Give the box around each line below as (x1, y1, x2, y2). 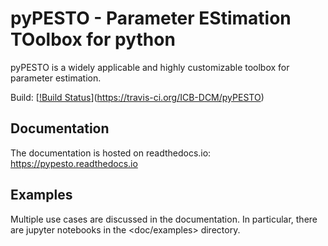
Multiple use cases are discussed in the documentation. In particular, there (10, 213, 318, 225)
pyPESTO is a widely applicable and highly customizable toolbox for (10, 61, 290, 73)
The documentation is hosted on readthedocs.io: (10, 147, 212, 159)
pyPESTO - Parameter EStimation (10, 7, 292, 30)
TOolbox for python (10, 28, 176, 51)
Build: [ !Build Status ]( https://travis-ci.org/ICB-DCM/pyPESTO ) (10, 91, 265, 103)
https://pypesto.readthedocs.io (10, 157, 138, 169)
